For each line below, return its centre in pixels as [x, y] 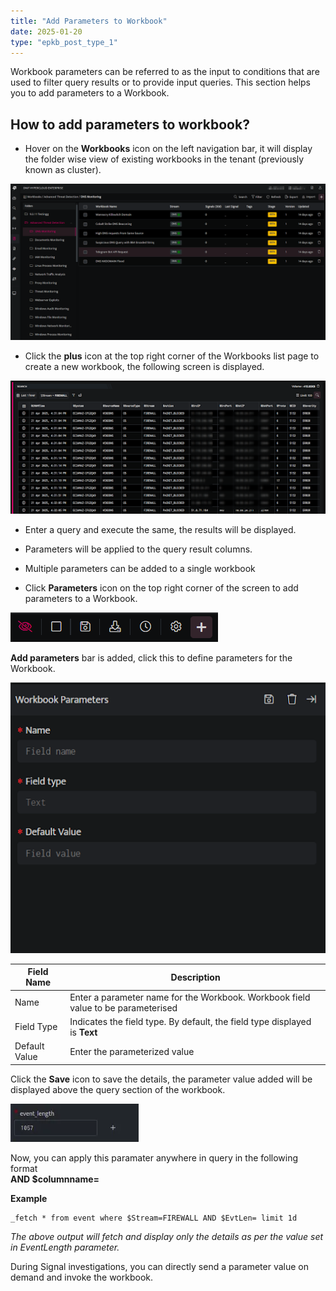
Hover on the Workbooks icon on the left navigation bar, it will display [168, 149]
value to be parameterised [123, 1007]
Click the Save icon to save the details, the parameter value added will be [161, 1079]
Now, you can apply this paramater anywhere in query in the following [154, 1157]
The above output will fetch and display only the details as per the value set [167, 1236]
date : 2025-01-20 [46, 31]
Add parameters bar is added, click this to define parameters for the [151, 657]
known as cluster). [63, 170]
